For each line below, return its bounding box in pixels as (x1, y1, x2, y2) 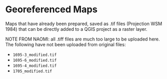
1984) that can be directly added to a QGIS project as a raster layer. (5, 26, 148, 32)
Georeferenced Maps (5, 4, 98, 15)
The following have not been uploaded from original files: (5, 41, 126, 47)
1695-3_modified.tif (12, 52, 57, 57)
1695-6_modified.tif (12, 57, 57, 63)
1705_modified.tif (12, 68, 52, 74)
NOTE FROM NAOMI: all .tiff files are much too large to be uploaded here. (5, 36, 160, 42)
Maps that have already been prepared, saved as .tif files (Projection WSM (5, 21, 162, 27)
